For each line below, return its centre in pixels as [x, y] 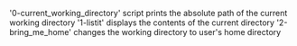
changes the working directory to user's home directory [177, 32]
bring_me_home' [41, 32]
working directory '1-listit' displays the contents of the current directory [142, 23]
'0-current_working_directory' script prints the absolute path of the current [148, 13]
